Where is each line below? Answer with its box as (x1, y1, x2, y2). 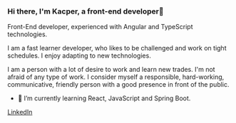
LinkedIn (7, 108, 33, 117)
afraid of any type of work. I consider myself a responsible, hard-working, (7, 73, 225, 81)
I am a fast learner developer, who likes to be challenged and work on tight (7, 44, 227, 53)
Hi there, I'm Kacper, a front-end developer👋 (7, 6, 164, 16)
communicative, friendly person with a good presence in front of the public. (7, 80, 230, 89)
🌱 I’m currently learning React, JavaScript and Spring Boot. (17, 94, 191, 102)
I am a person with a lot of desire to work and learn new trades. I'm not (7, 65, 215, 74)
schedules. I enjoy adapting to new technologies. (7, 51, 151, 60)
